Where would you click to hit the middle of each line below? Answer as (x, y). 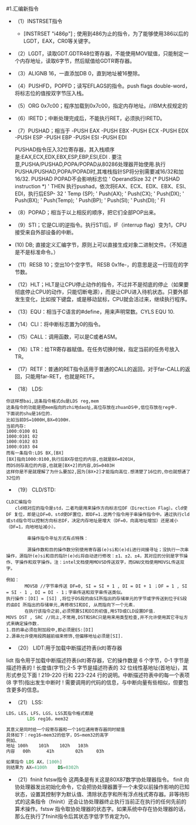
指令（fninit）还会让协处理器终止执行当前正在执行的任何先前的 (111, 801)
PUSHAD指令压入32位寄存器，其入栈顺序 (65, 149)
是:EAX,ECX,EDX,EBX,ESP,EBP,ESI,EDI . (62, 157)
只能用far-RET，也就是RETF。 (61, 376)
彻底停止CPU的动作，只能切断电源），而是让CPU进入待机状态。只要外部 (101, 292)
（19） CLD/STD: (35, 490)
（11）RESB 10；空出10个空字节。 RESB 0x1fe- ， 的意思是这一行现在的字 (102, 265)
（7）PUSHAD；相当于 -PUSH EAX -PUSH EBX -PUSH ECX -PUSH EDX (102, 131)
